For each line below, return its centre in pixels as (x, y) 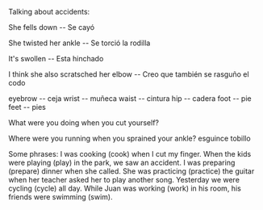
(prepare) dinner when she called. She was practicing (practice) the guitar (131, 171)
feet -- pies (27, 107)
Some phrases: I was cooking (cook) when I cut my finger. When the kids (130, 154)
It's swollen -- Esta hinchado (56, 59)
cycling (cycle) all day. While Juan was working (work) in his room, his (125, 188)
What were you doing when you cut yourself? (84, 123)
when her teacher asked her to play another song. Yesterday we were (124, 180)
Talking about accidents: (49, 12)
